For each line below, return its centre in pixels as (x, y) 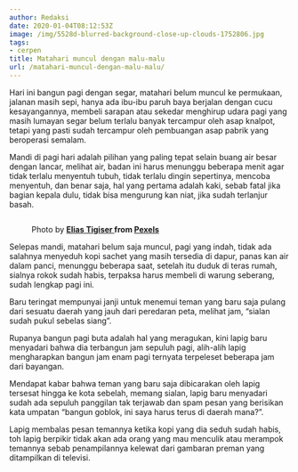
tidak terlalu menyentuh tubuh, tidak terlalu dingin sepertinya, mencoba (140, 175)
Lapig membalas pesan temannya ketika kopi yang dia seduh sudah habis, (145, 429)
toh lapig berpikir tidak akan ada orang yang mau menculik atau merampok (146, 438)
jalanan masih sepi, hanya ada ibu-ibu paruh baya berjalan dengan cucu (141, 102)
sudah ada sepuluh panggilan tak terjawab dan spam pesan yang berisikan (146, 403)
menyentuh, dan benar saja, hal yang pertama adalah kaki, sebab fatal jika (145, 185)
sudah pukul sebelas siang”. (60, 321)
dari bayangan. (37, 366)
